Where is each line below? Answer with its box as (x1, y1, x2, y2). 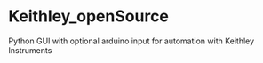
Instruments (8, 44, 52, 55)
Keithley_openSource (8, 6, 170, 27)
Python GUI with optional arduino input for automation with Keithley (8, 35, 255, 46)
